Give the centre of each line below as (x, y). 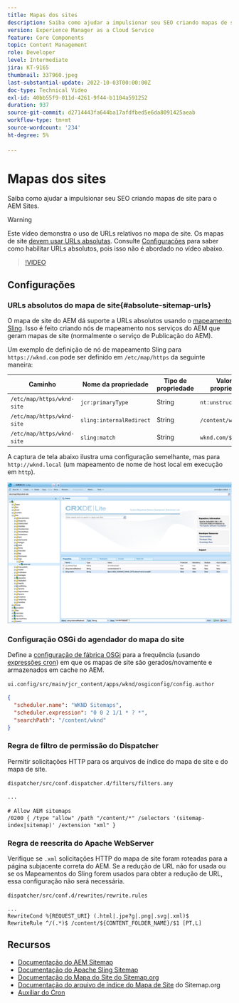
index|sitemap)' (31, 825)
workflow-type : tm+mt (39, 120)
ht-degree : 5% (28, 135)
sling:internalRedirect (116, 420)
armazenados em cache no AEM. (56, 670)
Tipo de (175, 380)
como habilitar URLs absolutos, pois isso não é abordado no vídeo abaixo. (116, 248)
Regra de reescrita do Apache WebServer (81, 843)
